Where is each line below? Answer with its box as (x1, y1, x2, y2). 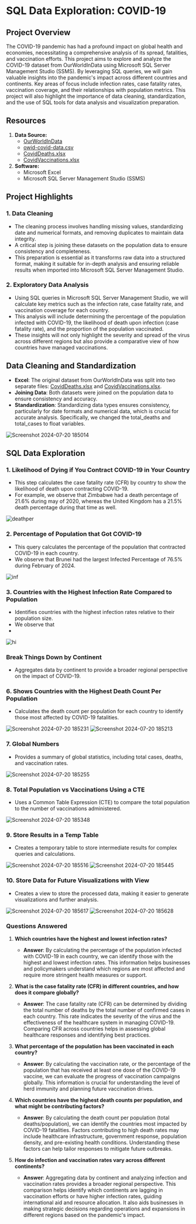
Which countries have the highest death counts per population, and (14, 1096, 183, 1103)
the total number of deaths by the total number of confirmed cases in (23, 1006, 190, 1013)
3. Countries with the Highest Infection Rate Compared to (6, 588, 173, 596)
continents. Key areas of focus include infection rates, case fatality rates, (6, 80, 183, 87)
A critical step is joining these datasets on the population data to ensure (14, 241, 188, 248)
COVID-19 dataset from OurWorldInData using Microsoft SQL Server (6, 61, 170, 68)
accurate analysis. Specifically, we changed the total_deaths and (14, 414, 171, 421)
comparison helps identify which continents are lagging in (23, 1187, 163, 1194)
